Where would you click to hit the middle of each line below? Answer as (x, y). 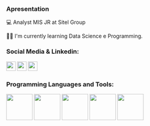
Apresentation (28, 9)
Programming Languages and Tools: (60, 84)
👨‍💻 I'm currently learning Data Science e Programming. (74, 36)
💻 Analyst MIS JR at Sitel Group (46, 22)
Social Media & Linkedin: (43, 51)
